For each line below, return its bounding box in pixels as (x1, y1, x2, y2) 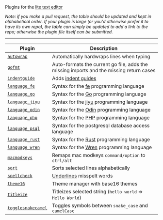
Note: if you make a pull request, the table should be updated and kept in (5, 14, 151, 19)
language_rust (7, 137, 40, 142)
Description (90, 45, 118, 51)
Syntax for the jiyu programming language (51, 99, 148, 105)
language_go (7, 92, 35, 96)
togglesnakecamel (7, 205, 48, 210)
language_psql (7, 126, 40, 131)
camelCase (51, 208, 75, 214)
